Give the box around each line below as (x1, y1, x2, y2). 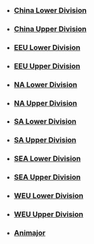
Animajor (13, 227, 46, 237)
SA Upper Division (13, 135, 77, 145)
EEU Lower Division (13, 42, 81, 52)
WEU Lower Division (13, 191, 84, 200)
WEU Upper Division (13, 209, 84, 219)
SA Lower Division (13, 117, 77, 126)
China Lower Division (13, 6, 87, 15)
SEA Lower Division (13, 154, 81, 164)
